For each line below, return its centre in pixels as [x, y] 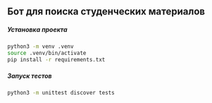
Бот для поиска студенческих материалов [106, 12]
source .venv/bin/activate [47, 53]
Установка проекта [38, 29]
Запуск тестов [30, 75]
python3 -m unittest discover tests [61, 92]
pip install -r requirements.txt [56, 60]
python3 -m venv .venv [40, 47]
